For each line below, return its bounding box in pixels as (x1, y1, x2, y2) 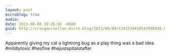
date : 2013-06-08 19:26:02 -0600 (5, 21, 76, 27)
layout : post (5, 7, 33, 13)
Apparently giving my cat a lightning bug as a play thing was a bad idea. (5, 40, 155, 46)
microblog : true (5, 12, 39, 17)
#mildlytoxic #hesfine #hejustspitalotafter (5, 45, 92, 51)
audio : (5, 17, 19, 22)
